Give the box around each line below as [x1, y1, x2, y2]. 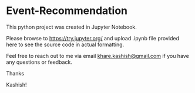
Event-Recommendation [6, 4, 128, 18]
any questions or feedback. [6, 58, 72, 66]
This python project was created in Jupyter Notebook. [6, 23, 137, 30]
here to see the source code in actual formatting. [6, 41, 125, 48]
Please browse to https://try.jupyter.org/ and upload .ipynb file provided [6, 35, 179, 42]
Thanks [6, 70, 25, 77]
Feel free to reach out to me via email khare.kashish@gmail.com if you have [6, 52, 189, 59]
